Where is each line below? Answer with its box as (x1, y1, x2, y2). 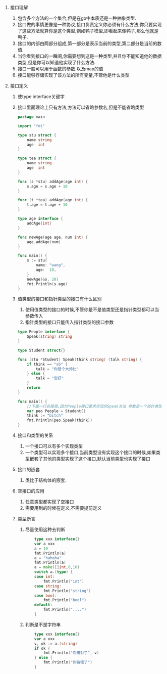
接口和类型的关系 (17, 432, 53, 438)
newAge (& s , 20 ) (27, 277, 59, 282)
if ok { (34, 646, 50, 651)
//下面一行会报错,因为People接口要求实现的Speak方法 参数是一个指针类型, (27, 403, 164, 409)
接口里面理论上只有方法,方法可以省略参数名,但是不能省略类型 (17, 104, 144, 110)
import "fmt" (17, 123, 45, 128)
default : (34, 602, 53, 608)
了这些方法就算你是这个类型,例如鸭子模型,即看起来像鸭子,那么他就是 (17, 28, 159, 34)
